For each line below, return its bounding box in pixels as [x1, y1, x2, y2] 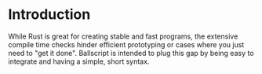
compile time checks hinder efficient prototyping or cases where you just [8, 39, 245, 49]
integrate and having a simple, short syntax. [8, 57, 150, 66]
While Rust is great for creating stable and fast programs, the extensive [8, 31, 238, 41]
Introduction [8, 6, 91, 24]
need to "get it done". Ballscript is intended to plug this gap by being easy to [8, 48, 254, 57]
